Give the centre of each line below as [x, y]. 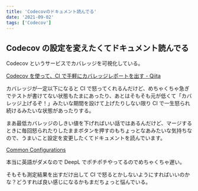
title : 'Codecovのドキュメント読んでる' [51, 12]
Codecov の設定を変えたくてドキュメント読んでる [98, 48]
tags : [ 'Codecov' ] [29, 22]
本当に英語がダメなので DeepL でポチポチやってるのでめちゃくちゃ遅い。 [95, 162]
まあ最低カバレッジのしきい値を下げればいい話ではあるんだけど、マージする [99, 123]
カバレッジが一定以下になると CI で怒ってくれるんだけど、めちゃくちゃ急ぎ [98, 89]
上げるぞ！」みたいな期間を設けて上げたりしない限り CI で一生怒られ [106, 103]
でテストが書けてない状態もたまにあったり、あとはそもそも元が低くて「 [94, 96]
